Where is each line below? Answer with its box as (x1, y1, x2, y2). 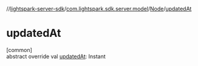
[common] (6, 46, 32, 53)
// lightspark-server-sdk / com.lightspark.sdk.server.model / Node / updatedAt (6, 5, 192, 12)
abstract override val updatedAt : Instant (6, 53, 106, 60)
